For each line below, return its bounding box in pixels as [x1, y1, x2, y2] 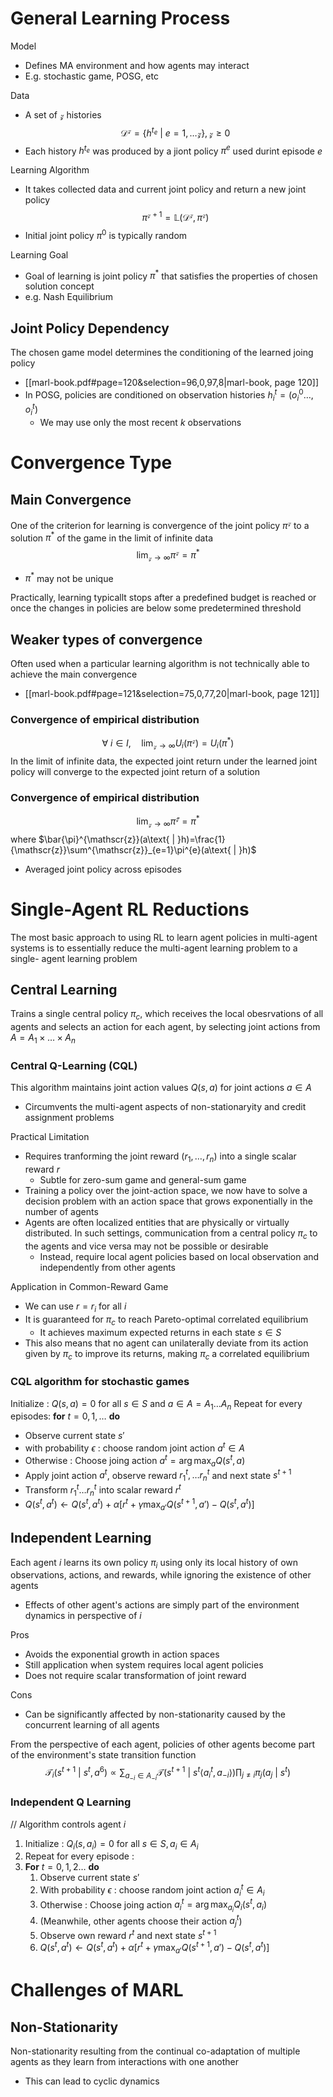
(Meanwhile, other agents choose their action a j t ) [39, 1913, 243, 1929]
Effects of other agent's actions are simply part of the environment [24, 1599, 300, 1611]
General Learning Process [10, 7, 231, 30]
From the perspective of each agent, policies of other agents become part [10, 1738, 316, 1751]
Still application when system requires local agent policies [24, 1659, 264, 1671]
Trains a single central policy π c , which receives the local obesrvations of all [10, 1008, 324, 1022]
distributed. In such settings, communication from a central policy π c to [24, 1227, 318, 1241]
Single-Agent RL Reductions [10, 898, 250, 921]
